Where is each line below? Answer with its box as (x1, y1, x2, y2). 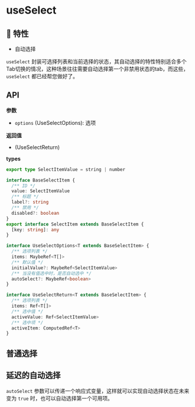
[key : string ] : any (11, 227, 60, 232)
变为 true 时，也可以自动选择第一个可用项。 (6, 395, 113, 402)
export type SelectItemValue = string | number (6, 166, 126, 172)
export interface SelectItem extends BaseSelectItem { (6, 221, 144, 227)
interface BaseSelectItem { (6, 177, 76, 183)
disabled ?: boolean (11, 210, 60, 216)
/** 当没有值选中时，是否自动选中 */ (11, 270, 92, 276)
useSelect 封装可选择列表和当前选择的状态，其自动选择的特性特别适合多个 (6, 58, 187, 65)
